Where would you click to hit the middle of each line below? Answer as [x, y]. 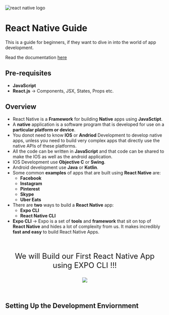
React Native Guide [46, 28]
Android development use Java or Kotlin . [55, 167]
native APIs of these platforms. [44, 146]
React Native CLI [38, 215]
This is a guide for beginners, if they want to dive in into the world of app [81, 42]
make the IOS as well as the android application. [62, 156]
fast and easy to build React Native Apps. [56, 232]
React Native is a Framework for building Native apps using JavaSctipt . [88, 119]
